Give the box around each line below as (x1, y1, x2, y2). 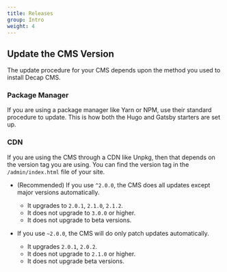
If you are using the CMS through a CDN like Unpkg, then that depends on (7, 153, 215, 161)
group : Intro (7, 16, 44, 23)
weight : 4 (7, 23, 36, 29)
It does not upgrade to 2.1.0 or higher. (27, 249, 136, 258)
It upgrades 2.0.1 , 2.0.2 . (27, 242, 98, 250)
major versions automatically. (16, 188, 100, 196)
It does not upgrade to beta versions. (27, 216, 132, 224)
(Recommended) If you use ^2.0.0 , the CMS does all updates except (16, 180, 211, 189)
